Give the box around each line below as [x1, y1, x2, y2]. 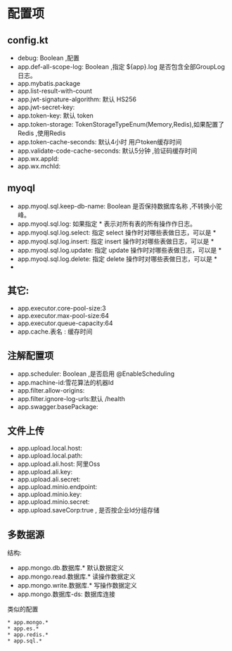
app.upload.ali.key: [17, 468, 72, 476]
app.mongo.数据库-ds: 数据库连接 [17, 590, 116, 598]
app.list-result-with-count [17, 87, 93, 95]
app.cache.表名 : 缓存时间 [17, 327, 93, 336]
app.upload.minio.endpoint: [17, 483, 98, 491]
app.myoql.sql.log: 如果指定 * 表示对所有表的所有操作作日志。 [17, 219, 197, 228]
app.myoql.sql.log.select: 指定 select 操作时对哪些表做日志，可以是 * [17, 228, 217, 236]
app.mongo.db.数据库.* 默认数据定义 [17, 564, 124, 572]
